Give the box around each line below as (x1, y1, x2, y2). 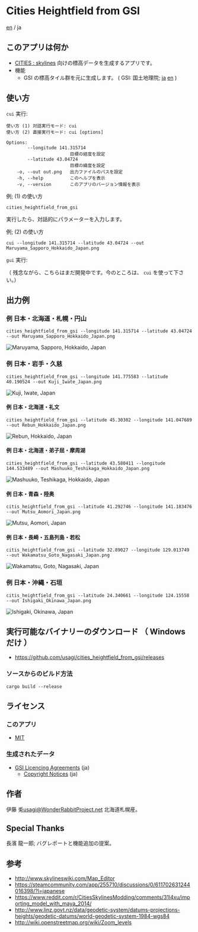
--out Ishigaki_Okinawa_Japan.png (6, 597, 92, 604)
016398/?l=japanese (14, 888, 65, 895)
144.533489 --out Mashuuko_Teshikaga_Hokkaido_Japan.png (6, 465, 150, 472)
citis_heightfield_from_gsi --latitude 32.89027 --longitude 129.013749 (6, 547, 190, 553)
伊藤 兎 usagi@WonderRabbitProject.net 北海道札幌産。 (6, 806, 141, 813)
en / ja (6, 24, 22, 31)
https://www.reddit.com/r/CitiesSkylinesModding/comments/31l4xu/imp (14, 893, 191, 901)
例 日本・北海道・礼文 (6, 403, 60, 411)
